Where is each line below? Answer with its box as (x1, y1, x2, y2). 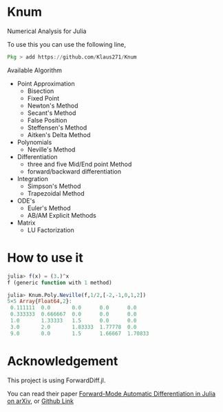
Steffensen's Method (27, 123, 87, 132)
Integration (17, 174, 48, 183)
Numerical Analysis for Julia (7, 27, 87, 35)
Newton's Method (27, 101, 78, 110)
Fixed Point (27, 94, 60, 102)
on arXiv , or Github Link (7, 397, 74, 405)
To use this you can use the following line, (7, 40, 126, 48)
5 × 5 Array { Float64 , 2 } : (7, 298, 72, 305)
